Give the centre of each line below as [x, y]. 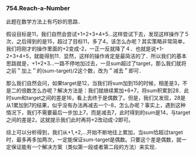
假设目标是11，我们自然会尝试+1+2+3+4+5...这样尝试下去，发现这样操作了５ [98, 34]
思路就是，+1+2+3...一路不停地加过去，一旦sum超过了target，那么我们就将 [96, 63]
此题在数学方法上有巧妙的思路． [44, 22]
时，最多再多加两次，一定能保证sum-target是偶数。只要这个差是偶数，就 [94, 140]
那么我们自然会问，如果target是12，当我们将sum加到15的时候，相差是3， [94, 83]
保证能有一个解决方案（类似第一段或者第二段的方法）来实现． [85, 147]
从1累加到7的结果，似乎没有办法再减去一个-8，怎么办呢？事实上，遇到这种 [96, 105]
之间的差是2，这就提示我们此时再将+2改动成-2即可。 [70, 120]
